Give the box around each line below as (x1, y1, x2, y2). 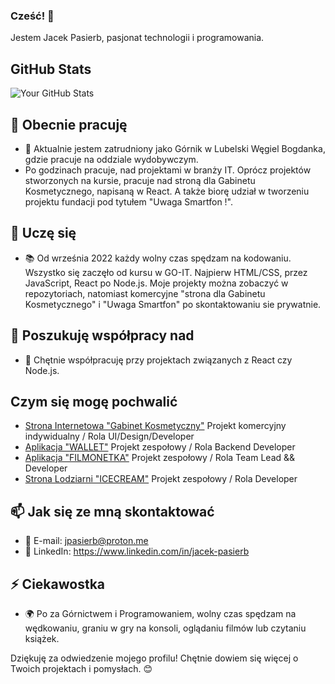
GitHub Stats (10, 60, 92, 78)
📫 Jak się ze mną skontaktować (10, 503, 215, 520)
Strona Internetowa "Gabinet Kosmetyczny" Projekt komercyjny (24, 420, 287, 432)
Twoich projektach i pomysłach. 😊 (10, 662, 153, 674)
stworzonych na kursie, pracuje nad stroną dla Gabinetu (24, 174, 256, 186)
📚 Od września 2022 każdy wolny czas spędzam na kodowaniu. (24, 252, 292, 264)
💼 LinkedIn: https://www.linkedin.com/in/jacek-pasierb (24, 545, 250, 558)
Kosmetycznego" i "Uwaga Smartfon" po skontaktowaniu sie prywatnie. (24, 298, 322, 310)
